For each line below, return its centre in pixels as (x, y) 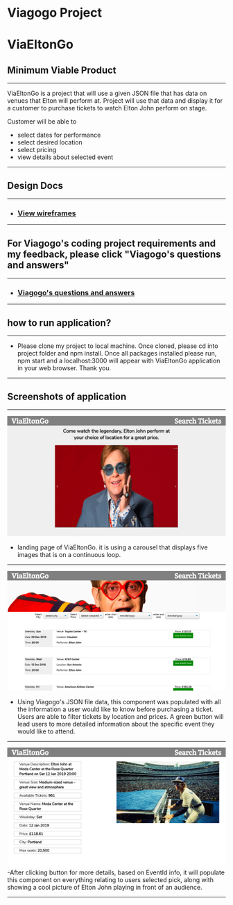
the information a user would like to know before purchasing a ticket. (115, 709)
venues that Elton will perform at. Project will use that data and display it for (115, 101)
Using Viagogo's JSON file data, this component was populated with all (119, 701)
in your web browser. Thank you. (64, 368)
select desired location (50, 142)
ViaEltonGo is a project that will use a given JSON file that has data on (107, 93)
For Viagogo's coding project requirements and (112, 243)
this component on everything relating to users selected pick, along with (110, 879)
